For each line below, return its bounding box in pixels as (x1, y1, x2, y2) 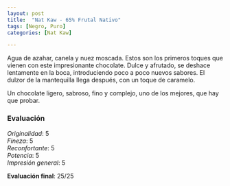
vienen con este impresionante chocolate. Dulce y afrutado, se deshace (7, 61, 211, 69)
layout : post (7, 10, 45, 17)
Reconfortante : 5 (7, 143, 55, 152)
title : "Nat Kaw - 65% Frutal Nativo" (7, 16, 122, 23)
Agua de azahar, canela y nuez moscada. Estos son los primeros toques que (7, 54, 223, 62)
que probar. (7, 97, 40, 105)
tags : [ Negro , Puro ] (7, 23, 67, 30)
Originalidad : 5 (7, 129, 49, 137)
